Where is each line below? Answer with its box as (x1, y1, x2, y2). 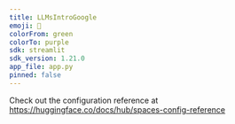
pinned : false (9, 71, 62, 80)
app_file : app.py (9, 63, 74, 72)
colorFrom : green (9, 29, 74, 38)
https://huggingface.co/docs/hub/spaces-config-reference (9, 104, 226, 115)
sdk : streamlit (9, 46, 66, 55)
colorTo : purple (9, 37, 69, 47)
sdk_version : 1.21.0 (9, 54, 86, 63)
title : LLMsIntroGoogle (9, 12, 98, 22)
